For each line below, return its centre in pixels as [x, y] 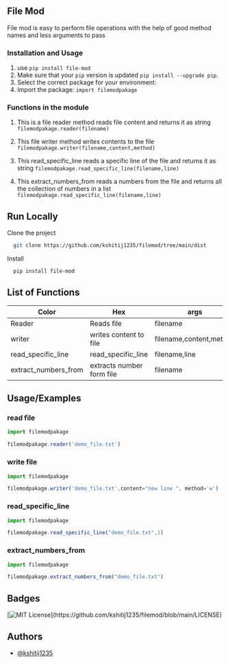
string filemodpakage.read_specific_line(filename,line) [98, 168]
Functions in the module [48, 108]
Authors [25, 636]
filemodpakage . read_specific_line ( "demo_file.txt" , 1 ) [86, 533]
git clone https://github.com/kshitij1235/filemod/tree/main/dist [110, 246]
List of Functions [43, 293]
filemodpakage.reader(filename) [63, 129]
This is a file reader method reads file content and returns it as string [114, 122]
